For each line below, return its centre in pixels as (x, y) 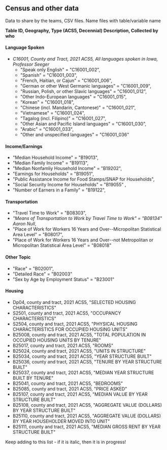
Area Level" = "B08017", (38, 235)
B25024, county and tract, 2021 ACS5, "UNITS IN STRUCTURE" (79, 351)
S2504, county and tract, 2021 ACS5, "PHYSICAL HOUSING (75, 324)
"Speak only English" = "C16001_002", (60, 70)
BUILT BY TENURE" (33, 378)
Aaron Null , (24, 224)
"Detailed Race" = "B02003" (42, 274)
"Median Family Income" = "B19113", (51, 163)
